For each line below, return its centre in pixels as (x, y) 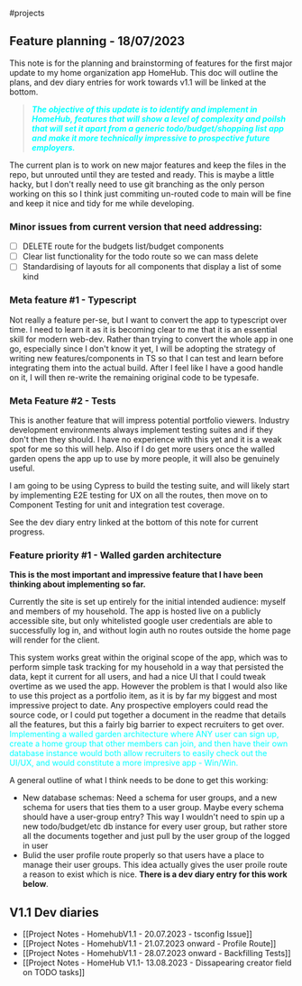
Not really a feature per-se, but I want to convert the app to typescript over (148, 320)
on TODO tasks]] (54, 972)
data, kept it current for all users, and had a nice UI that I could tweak (137, 677)
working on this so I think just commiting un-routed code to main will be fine (150, 194)
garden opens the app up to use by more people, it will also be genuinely (145, 458)
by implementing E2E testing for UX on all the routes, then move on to (139, 495)
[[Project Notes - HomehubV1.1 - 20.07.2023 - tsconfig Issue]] (137, 934)
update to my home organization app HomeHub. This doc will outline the (144, 72)
